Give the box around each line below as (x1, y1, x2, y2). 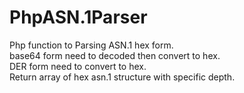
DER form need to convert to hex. (9, 60, 147, 72)
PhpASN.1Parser (9, 6, 148, 29)
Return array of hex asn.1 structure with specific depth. (9, 71, 236, 83)
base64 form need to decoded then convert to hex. (9, 49, 221, 61)
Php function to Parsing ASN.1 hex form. (9, 39, 174, 51)
